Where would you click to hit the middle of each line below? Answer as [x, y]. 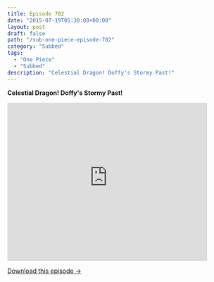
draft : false [26, 33]
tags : [15, 53]
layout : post [26, 27]
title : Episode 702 [36, 14]
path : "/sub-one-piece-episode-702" [61, 40]
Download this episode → [44, 271]
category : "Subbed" [36, 46]
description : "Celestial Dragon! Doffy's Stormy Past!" [91, 72]
